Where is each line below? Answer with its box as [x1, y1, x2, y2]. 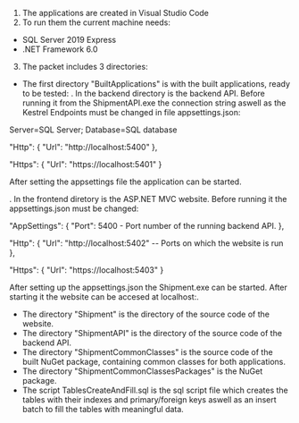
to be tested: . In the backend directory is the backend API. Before [21, 89, 266, 98]
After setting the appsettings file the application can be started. [9, 176, 243, 187]
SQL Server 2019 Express [21, 35, 117, 45]
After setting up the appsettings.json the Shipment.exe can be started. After [9, 282, 288, 292]
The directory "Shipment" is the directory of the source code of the [21, 309, 270, 319]
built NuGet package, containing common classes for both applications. [21, 357, 286, 367]
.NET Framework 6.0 [21, 44, 98, 55]
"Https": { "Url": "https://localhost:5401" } [9, 159, 162, 169]
